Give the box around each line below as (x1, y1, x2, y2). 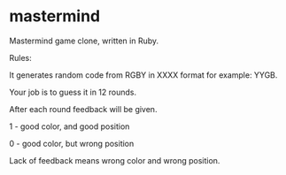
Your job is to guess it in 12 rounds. (9, 87, 137, 97)
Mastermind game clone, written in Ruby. (9, 35, 159, 46)
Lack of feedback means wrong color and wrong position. (9, 155, 220, 165)
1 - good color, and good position (9, 121, 130, 132)
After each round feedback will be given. (9, 103, 158, 114)
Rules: (9, 52, 33, 63)
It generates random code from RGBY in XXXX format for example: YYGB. (9, 69, 278, 80)
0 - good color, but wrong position (9, 138, 135, 148)
